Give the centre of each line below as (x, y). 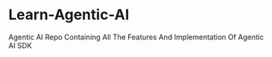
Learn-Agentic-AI (69, 15)
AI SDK (20, 45)
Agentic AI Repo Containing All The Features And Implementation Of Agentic (136, 37)
